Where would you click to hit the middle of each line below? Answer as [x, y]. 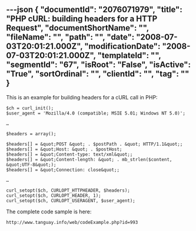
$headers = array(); [31, 134]
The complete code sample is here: [49, 212]
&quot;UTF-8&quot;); [31, 165]
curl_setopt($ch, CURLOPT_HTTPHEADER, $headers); [68, 190]
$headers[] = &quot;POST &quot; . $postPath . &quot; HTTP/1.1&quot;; [94, 144]
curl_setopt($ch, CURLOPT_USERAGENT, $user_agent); [71, 200]
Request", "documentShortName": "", [77, 28]
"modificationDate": [122, 46]
